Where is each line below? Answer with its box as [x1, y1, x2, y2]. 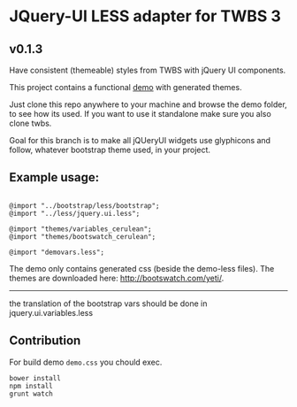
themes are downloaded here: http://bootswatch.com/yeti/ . [9, 273, 225, 283]
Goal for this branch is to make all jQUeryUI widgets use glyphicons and [9, 135, 271, 145]
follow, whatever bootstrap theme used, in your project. [9, 144, 210, 155]
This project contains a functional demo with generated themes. [9, 82, 242, 92]
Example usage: [9, 170, 100, 185]
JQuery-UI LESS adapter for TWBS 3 [9, 6, 281, 27]
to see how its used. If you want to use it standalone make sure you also [9, 109, 271, 119]
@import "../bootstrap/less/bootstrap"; [9, 201, 161, 210]
